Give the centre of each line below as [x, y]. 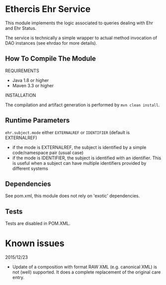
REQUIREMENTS [22, 71]
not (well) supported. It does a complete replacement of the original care [86, 272]
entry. [18, 278]
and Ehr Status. [21, 28]
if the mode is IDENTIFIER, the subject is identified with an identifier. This [87, 158]
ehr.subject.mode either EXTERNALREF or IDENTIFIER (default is [67, 132]
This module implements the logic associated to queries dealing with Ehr [79, 23]
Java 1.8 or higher [30, 80]
